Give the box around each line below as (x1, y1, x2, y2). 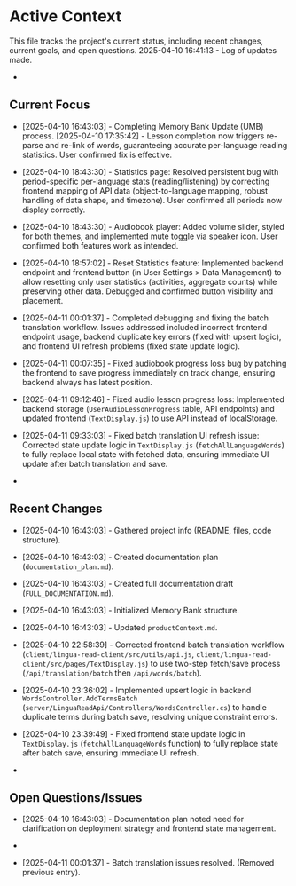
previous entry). (21, 867, 82, 878)
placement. (21, 295, 64, 305)
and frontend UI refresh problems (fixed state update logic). (21, 340, 241, 352)
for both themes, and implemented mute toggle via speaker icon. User (21, 231, 278, 241)
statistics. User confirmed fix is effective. (21, 149, 173, 160)
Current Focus (9, 98, 90, 113)
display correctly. (21, 204, 86, 215)
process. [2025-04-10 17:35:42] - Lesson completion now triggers (21, 131, 265, 141)
